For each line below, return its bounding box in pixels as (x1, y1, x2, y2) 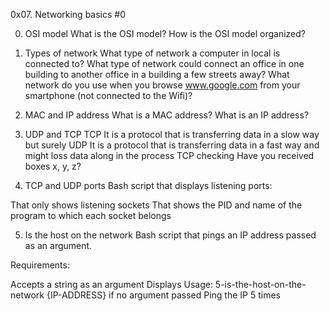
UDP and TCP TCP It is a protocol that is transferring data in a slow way (24, 129, 320, 140)
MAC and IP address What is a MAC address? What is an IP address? (24, 109, 310, 121)
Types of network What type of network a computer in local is (24, 47, 281, 59)
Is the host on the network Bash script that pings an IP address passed (24, 229, 317, 241)
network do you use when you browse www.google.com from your (24, 79, 301, 91)
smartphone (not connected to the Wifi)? (24, 90, 193, 101)
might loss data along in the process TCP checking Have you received (24, 150, 315, 161)
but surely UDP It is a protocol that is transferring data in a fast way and (24, 139, 320, 151)
